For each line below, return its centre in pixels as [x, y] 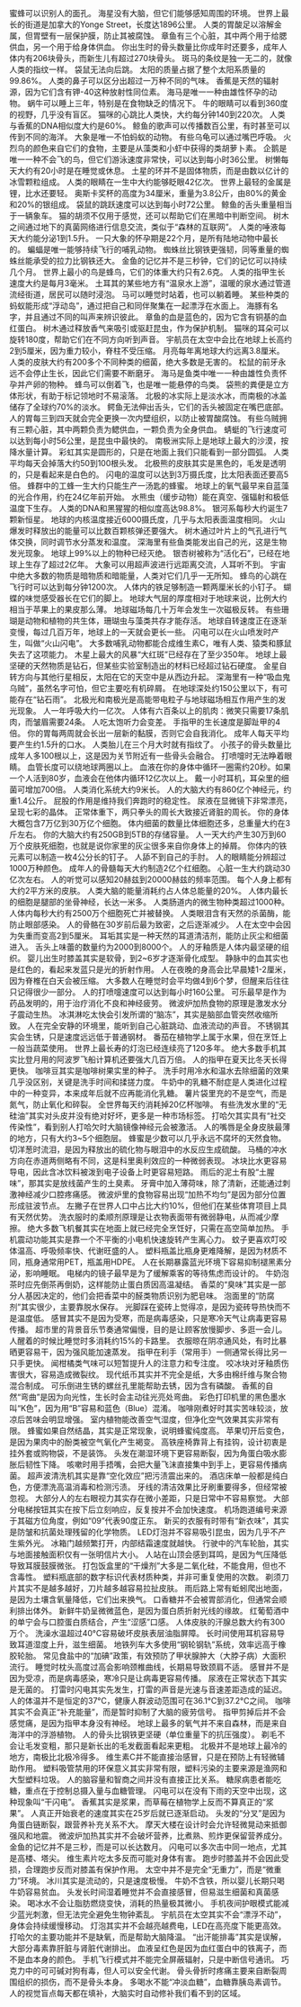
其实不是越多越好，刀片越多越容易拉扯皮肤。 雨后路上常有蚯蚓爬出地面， [152, 1588]
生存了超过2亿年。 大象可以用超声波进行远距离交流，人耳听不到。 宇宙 [155, 564]
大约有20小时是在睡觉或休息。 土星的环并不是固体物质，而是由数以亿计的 [153, 171]
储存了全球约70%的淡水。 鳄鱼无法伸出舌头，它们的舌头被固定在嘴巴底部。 [149, 407]
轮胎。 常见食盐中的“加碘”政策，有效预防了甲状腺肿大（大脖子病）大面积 [151, 1656]
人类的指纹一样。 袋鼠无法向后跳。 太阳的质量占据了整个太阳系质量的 [137, 69]
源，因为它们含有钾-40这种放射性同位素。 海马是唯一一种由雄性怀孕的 [139, 92]
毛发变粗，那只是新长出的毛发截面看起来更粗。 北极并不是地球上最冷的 [156, 1746]
